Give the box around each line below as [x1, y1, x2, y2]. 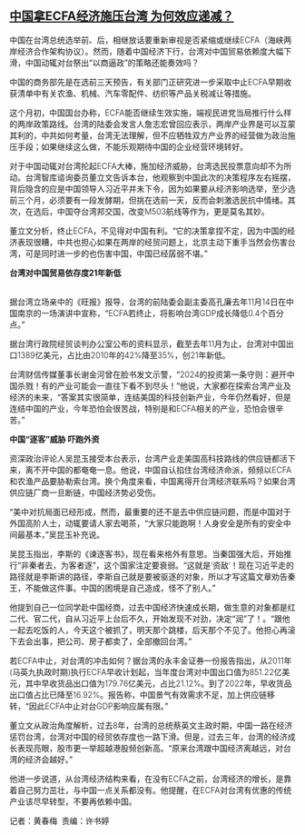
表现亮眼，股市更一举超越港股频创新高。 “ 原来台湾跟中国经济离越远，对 [16, 742, 284, 753]
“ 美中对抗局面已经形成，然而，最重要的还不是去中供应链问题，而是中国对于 [9, 506, 292, 517]
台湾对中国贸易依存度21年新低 [9, 267, 122, 278]
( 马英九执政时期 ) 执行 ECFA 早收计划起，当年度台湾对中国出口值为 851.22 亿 [9, 666, 282, 677]
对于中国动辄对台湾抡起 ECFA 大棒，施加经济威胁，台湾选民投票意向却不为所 [9, 160, 292, 171]
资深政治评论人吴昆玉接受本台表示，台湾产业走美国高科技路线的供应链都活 [9, 452, 288, 463]
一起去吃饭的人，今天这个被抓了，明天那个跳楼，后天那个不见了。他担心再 [9, 624, 288, 635]
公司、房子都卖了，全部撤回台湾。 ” [64, 635, 192, 647]
